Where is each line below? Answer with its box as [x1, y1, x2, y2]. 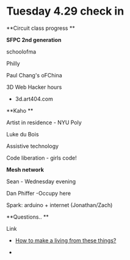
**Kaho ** [6, 107, 34, 114]
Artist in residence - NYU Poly [6, 119, 82, 126]
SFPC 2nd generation [6, 36, 62, 43]
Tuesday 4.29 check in [6, 4, 125, 18]
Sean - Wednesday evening [6, 178, 76, 185]
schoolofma [6, 47, 37, 55]
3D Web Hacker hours [6, 83, 62, 91]
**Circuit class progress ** [6, 24, 75, 32]
